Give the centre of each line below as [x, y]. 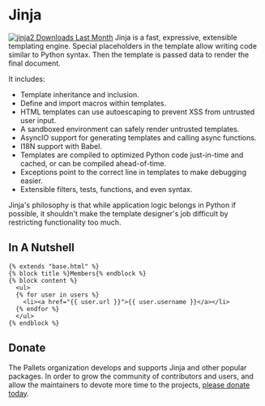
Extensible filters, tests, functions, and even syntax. [106, 189]
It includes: [27, 79]
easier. [31, 181]
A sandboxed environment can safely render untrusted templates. [130, 129]
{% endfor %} [38, 309]
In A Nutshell [41, 248]
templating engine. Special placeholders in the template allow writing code [133, 45]
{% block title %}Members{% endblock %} [78, 273]
